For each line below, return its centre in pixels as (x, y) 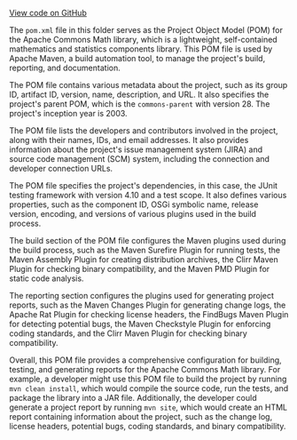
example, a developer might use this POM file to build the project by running (148, 379)
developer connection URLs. (61, 168)
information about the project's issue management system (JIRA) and (136, 149)
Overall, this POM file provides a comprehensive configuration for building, (145, 360)
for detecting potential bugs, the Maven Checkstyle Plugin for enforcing (140, 324)
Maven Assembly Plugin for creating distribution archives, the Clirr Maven (144, 260)
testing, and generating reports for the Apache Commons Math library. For (145, 369)
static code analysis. (47, 278)
